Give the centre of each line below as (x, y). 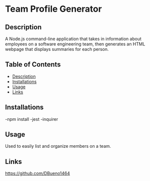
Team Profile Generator (53, 9)
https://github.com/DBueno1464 (37, 173)
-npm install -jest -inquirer (32, 119)
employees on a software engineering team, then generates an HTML (75, 44)
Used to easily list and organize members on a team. (58, 146)
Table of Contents (33, 65)
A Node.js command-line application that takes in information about (73, 39)
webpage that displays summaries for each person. (57, 49)
